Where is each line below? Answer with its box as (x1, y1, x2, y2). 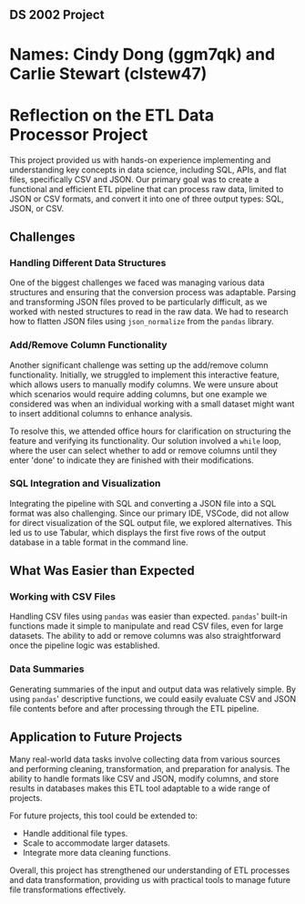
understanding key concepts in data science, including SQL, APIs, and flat (9, 164, 287, 175)
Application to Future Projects (9, 729, 183, 745)
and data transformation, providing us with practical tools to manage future (9, 874, 291, 885)
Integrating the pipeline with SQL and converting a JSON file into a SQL (9, 498, 277, 508)
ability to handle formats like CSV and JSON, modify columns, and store (9, 773, 280, 784)
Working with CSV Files (9, 591, 117, 603)
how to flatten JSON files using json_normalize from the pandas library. (9, 316, 274, 327)
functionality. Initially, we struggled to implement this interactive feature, (9, 369, 280, 380)
